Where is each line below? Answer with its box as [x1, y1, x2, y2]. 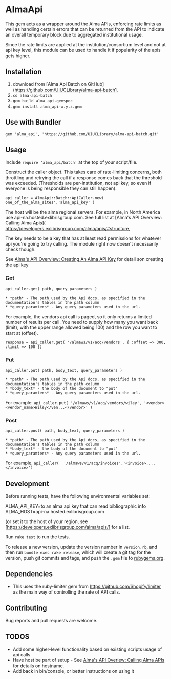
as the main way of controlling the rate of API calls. [12, 588, 120, 595]
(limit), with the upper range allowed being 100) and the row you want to [5, 324, 157, 330]
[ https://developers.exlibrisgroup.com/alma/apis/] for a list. [5, 524, 130, 530]
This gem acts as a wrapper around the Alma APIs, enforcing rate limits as [5, 21, 161, 27]
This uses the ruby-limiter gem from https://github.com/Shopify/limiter [12, 583, 161, 589]
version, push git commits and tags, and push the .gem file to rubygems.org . [5, 555, 165, 561]
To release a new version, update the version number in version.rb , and [5, 544, 158, 550]
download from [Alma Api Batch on [12, 81, 87, 87]
